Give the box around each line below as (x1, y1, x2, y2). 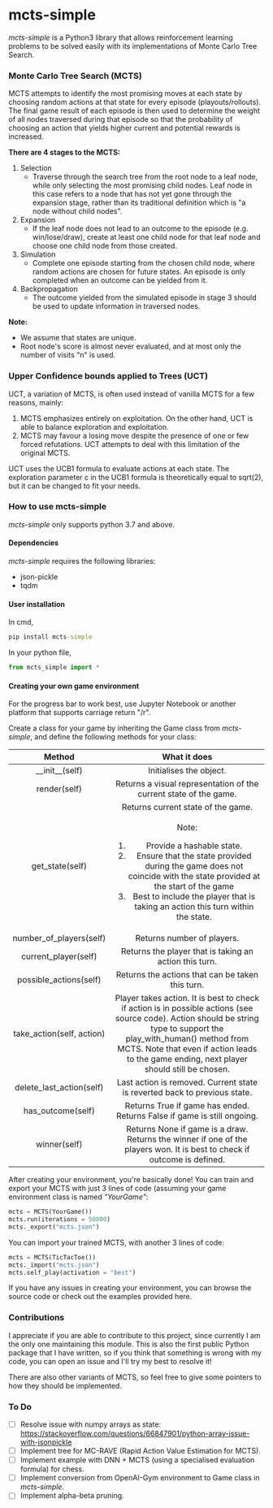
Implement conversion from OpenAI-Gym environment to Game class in (19, 1473, 260, 1483)
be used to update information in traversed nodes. (32, 301, 201, 311)
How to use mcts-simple (8, 501, 107, 513)
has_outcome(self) (23, 1105, 95, 1116)
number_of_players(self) (12, 933, 106, 944)
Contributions (8, 1312, 65, 1324)
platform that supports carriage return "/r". (8, 708, 151, 717)
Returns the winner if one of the (127, 1133, 248, 1145)
